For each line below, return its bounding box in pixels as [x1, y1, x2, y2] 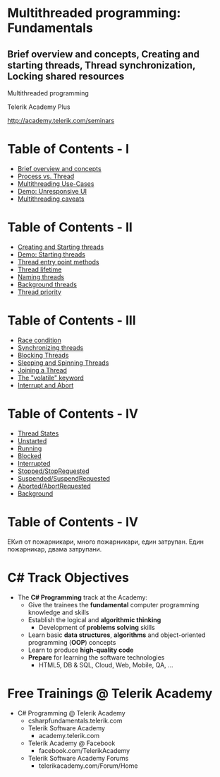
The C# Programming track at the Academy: [17, 592, 148, 602]
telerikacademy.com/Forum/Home [38, 761, 138, 770]
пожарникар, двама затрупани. [7, 544, 102, 553]
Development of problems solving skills [38, 623, 155, 631]
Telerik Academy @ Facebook [28, 739, 116, 747]
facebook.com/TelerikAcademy [38, 746, 130, 754]
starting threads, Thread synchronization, [7, 59, 196, 71]
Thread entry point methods [17, 257, 99, 266]
